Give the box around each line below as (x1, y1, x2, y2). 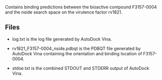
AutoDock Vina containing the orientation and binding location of (12, 50, 143, 56)
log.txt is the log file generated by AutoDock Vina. (12, 36, 112, 42)
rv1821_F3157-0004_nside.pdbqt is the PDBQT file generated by (12, 46, 141, 51)
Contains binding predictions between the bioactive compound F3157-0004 (5, 4, 157, 10)
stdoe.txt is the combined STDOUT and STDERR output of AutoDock (12, 65, 149, 71)
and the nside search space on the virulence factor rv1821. (5, 9, 123, 15)
